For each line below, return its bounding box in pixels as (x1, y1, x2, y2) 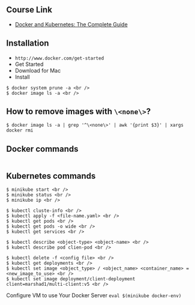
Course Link (6, 5, 53, 15)
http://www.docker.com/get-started (14, 55, 104, 61)
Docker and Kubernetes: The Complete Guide (14, 20, 128, 28)
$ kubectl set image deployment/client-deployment (6, 276, 136, 282)
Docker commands (6, 143, 79, 154)
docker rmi (6, 127, 34, 134)
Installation (6, 38, 49, 49)
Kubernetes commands (6, 171, 96, 181)
